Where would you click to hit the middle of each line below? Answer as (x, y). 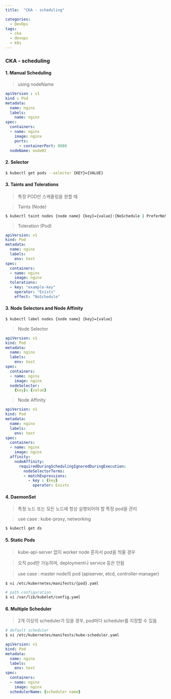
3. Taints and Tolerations (32, 185)
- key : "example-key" (33, 287)
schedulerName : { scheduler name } (45, 692)
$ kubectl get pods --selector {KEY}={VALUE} (54, 173)
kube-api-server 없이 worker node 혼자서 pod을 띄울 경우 (77, 552)
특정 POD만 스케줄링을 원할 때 (48, 196)
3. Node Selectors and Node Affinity (44, 308)
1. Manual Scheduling (28, 73)
